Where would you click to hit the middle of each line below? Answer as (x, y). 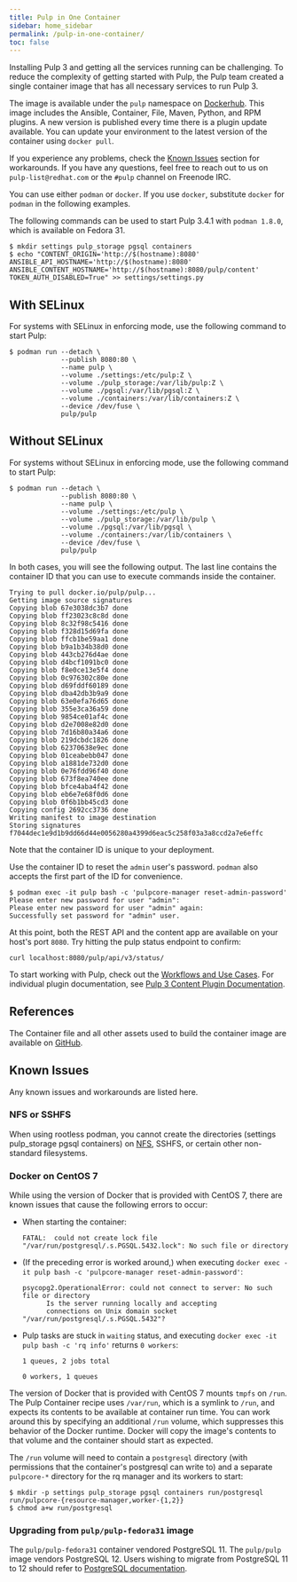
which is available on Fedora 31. (67, 231)
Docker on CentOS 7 (54, 1176)
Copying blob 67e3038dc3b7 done (69, 608)
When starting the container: (74, 1222)
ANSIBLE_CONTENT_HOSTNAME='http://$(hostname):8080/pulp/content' (134, 270)
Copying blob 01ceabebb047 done (69, 755)
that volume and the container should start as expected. (111, 1440)
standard (26, 1153)
